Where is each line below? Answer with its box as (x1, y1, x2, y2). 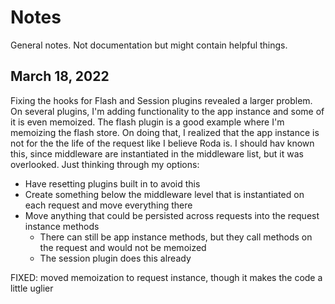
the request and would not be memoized (39, 241, 207, 253)
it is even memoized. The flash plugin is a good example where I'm (10, 116, 285, 128)
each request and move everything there (24, 199, 193, 211)
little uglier (10, 282, 54, 294)
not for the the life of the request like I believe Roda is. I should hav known (10, 137, 315, 149)
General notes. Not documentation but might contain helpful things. (10, 39, 288, 51)
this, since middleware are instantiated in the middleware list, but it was (10, 147, 304, 160)
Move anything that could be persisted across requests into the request (24, 209, 320, 221)
